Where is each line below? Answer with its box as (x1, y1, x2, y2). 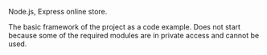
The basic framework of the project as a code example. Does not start (8, 22, 241, 31)
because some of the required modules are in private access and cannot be (8, 31, 260, 40)
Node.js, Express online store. (8, 7, 108, 16)
